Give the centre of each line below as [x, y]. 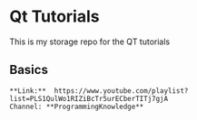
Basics [29, 70]
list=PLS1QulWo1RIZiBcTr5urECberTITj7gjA [89, 98]
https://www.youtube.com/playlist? [121, 91]
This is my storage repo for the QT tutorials [90, 42]
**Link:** [28, 91]
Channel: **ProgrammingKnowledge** [77, 106]
